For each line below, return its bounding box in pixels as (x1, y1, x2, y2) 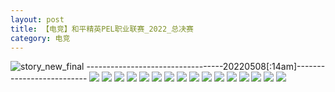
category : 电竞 (10, 33, 71, 43)
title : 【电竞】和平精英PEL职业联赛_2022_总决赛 (10, 24, 194, 34)
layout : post (10, 14, 65, 25)
